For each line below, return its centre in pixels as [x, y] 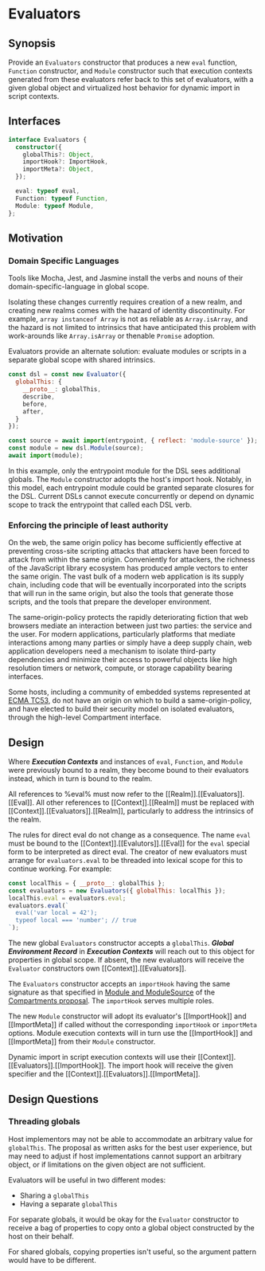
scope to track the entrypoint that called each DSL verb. [100, 504]
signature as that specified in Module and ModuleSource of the [112, 992]
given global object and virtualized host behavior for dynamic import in [124, 88]
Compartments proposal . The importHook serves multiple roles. [111, 1001]
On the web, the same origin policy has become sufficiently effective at [125, 543]
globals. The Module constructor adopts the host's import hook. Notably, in [130, 479]
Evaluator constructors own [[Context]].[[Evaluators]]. [97, 968]
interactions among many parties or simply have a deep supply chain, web [130, 643]
